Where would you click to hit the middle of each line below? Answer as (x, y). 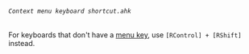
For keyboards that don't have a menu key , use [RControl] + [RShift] (125, 35)
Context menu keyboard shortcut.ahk (70, 11)
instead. (22, 44)
